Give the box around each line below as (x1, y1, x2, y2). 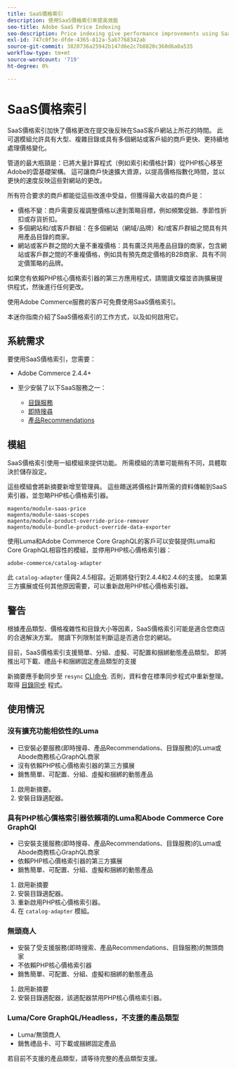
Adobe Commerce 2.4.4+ (17, 369, 92, 377)
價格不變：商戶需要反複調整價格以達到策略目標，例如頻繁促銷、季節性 (17, 205, 221, 215)
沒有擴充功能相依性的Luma (7, 726, 99, 736)
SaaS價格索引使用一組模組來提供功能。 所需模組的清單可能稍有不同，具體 (7, 459, 221, 467)
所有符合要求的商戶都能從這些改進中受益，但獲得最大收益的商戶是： (7, 191, 204, 199)
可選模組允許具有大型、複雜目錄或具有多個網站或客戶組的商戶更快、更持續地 (7, 134, 229, 143)
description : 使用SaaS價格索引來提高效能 (7, 17, 119, 24)
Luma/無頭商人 (17, 1030, 61, 1039)
